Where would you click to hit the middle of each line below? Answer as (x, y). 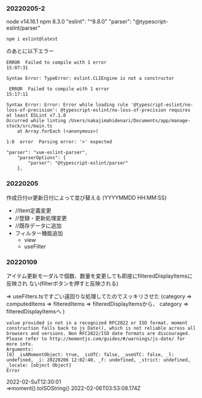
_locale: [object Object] (39, 365)
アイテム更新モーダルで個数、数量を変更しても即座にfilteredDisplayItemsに (99, 276)
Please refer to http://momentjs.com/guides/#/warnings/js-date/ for (96, 339)
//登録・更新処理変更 (41, 218)
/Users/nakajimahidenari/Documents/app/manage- (129, 121)
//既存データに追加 (38, 226)
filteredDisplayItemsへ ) (36, 311)
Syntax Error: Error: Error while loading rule (67, 105)
